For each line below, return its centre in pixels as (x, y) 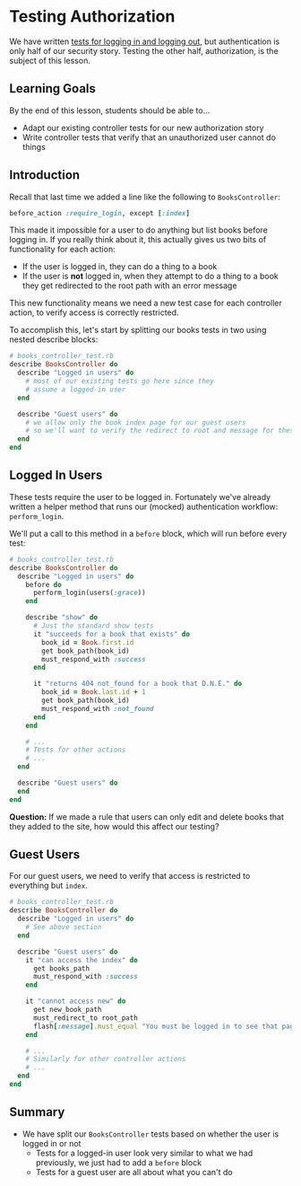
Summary (37, 1112)
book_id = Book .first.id (88, 642)
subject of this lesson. (50, 60)
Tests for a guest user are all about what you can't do (134, 1172)
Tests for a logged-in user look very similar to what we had (144, 1153)
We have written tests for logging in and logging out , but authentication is (145, 41)
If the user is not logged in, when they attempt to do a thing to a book (150, 277)
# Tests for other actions (76, 750)
